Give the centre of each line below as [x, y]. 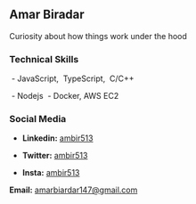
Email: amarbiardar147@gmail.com [73, 190]
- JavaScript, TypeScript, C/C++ [73, 78]
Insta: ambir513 [51, 173]
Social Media [38, 119]
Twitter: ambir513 [55, 156]
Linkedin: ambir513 [57, 138]
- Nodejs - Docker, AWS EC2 [65, 96]
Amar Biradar [47, 15]
